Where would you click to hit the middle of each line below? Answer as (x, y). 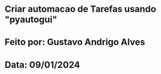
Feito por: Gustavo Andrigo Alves (75, 42)
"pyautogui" (31, 19)
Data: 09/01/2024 (42, 65)
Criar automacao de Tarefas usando (80, 9)
